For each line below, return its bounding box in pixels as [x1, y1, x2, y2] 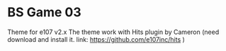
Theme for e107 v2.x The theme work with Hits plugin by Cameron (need [7, 28, 220, 36]
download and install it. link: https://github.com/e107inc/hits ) [7, 35, 186, 43]
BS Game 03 [7, 4, 81, 21]
